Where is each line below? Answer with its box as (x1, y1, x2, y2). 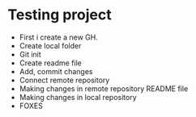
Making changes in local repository (19, 92, 137, 102)
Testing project (7, 6, 112, 24)
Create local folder (19, 40, 82, 50)
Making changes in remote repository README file (19, 83, 189, 94)
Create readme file (19, 58, 83, 68)
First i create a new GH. (19, 32, 98, 42)
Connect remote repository (19, 75, 110, 85)
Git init (19, 49, 41, 59)
